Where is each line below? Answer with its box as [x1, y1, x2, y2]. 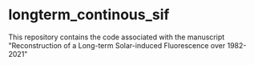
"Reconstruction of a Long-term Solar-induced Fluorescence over [8, 40, 226, 50]
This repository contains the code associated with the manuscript [8, 32, 225, 42]
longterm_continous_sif [8, 6, 170, 24]
